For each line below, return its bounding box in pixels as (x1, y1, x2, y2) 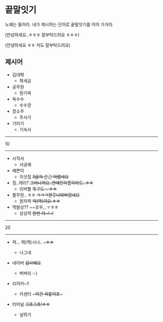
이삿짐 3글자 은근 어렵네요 (19, 173, 69, 179)
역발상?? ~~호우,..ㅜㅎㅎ (12, 204, 59, 210)
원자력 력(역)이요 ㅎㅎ (19, 198, 61, 204)
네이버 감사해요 (12, 260, 41, 265)
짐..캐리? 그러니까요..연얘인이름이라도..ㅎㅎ (12, 180, 94, 186)
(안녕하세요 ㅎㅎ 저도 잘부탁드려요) (5, 42, 71, 48)
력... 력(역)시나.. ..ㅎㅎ (12, 239, 54, 245)
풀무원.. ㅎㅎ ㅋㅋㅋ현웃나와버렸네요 (12, 192, 80, 198)
